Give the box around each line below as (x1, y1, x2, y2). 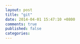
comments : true (5, 21, 37, 27)
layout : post (5, 7, 33, 13)
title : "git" (5, 12, 33, 17)
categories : (5, 31, 30, 36)
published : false (5, 26, 42, 31)
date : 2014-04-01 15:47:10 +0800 (5, 17, 75, 22)
